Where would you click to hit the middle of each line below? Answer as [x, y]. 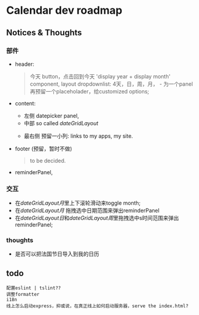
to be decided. [48, 160]
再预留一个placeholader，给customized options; [90, 91]
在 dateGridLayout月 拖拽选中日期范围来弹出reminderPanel [87, 211]
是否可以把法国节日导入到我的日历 [57, 254]
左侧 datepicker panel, [51, 116]
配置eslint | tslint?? [34, 288]
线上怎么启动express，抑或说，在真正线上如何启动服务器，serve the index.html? [97, 306]
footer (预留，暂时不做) [43, 149]
